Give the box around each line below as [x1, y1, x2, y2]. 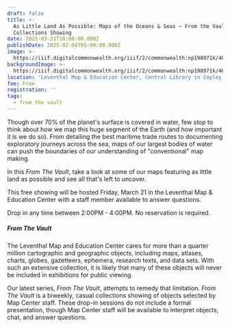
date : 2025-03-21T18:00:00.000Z [7, 36, 99, 42]
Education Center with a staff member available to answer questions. [7, 195, 202, 203]
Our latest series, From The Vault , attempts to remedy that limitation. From [7, 283, 216, 292]
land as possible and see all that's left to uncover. [7, 175, 146, 183]
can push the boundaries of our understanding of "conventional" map [7, 147, 204, 155]
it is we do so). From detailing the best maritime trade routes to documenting [7, 132, 223, 140]
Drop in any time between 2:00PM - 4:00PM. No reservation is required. [7, 208, 211, 216]
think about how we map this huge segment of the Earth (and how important [7, 125, 222, 134]
